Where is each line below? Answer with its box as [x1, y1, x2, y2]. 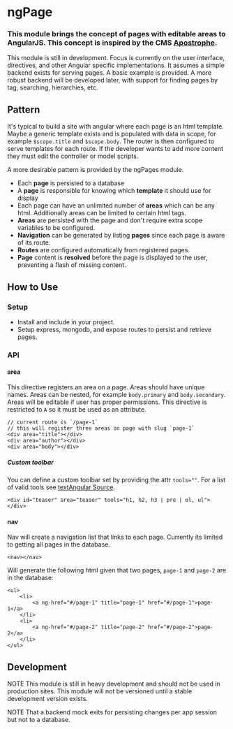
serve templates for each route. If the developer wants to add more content [7, 145, 224, 153]
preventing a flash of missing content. [17, 261, 127, 269]
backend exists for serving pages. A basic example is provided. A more [7, 68, 212, 77]
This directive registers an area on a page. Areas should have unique [7, 383, 205, 391]
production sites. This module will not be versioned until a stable [7, 687, 193, 695]
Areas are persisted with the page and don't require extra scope [17, 216, 203, 224]
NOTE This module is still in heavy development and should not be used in [7, 679, 221, 688]
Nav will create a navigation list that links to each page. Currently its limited [7, 533, 223, 542]
